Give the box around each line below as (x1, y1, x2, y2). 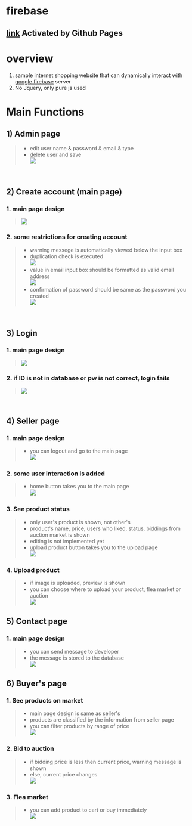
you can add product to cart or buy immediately (29, 806, 147, 813)
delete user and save (29, 151, 82, 158)
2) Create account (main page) (6, 187, 122, 197)
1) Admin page (6, 129, 61, 139)
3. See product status (6, 505, 70, 513)
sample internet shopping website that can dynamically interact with (14, 72, 183, 79)
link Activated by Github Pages (6, 28, 123, 38)
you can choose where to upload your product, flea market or (29, 586, 181, 593)
